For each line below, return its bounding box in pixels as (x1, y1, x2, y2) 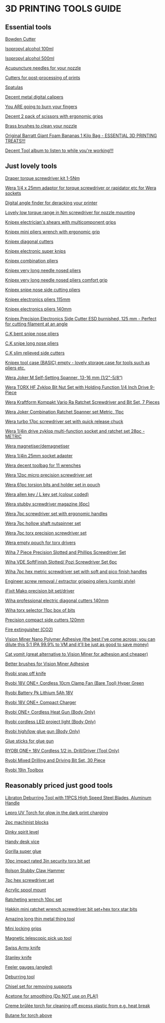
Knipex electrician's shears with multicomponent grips (5, 219, 116, 225)
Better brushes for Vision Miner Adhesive (5, 661, 89, 667)
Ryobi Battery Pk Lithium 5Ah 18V (5, 690, 73, 696)
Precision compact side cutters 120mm (5, 616, 85, 623)
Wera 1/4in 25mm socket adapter (5, 452, 73, 458)
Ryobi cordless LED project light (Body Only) (5, 719, 96, 725)
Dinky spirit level (5, 829, 39, 835)
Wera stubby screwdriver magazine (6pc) (5, 501, 90, 507)
